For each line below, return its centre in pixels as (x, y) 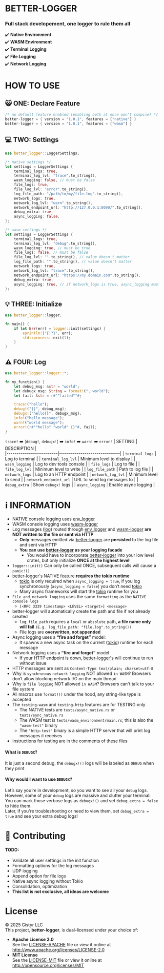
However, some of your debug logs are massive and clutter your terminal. (78, 795)
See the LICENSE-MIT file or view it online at (57, 960)
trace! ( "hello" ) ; (31, 405)
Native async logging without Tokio (48, 881)
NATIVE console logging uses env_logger (53, 519)
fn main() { (17, 324)
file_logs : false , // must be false (51, 253)
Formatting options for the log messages (53, 866)
